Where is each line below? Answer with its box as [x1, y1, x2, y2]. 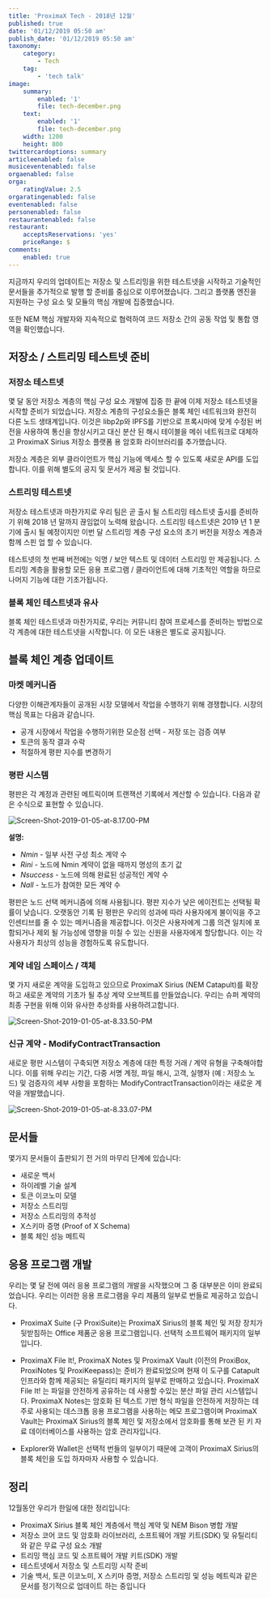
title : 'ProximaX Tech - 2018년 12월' [8, 11, 136, 20]
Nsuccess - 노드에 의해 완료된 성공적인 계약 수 [19, 870, 169, 879]
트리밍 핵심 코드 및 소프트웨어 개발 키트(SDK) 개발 [19, 1550, 178, 1560]
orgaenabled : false [8, 170, 74, 178]
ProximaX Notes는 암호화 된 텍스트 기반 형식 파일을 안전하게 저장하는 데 [31, 1396, 259, 1406]
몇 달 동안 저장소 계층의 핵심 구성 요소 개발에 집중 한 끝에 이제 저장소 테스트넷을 [8, 397, 259, 406]
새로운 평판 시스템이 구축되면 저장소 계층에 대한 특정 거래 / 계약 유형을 [8, 1058, 229, 1067]
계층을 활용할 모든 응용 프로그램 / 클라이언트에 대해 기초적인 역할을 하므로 [29, 565, 261, 574]
